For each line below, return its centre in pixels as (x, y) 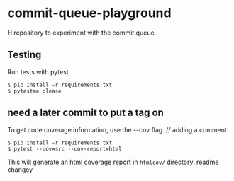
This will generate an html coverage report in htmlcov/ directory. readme (113, 162)
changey (20, 169)
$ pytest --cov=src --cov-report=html (65, 149)
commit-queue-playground (89, 13)
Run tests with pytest (38, 71)
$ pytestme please (34, 91)
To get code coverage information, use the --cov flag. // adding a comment (117, 129)
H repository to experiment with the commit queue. (82, 33)
